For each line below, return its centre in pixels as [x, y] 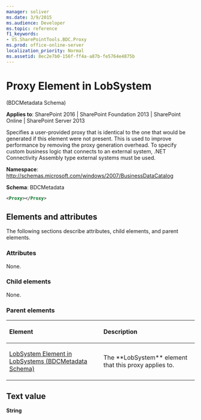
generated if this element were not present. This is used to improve [89, 138]
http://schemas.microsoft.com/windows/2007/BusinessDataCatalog [90, 176]
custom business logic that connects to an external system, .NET [86, 151]
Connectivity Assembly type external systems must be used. [81, 158]
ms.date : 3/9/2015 [29, 17]
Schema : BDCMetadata [35, 187]
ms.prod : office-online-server [45, 46]
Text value [26, 396]
